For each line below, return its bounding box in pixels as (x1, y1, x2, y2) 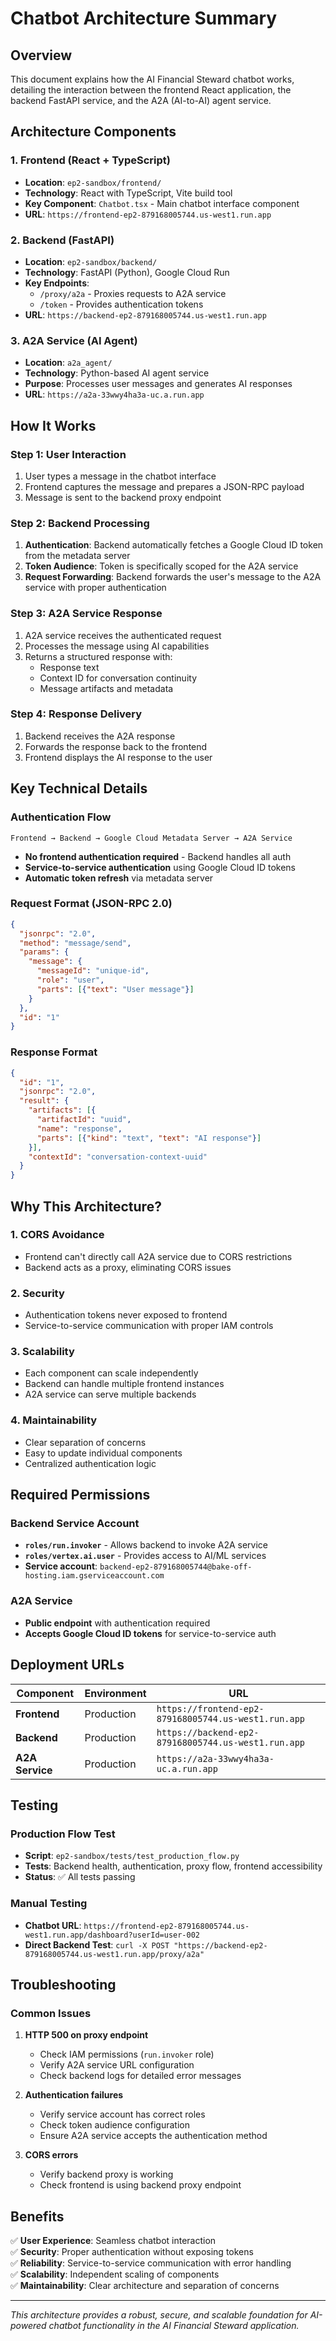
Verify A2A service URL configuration (39, 2059, 195, 2071)
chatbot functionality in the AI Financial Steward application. (48, 2320, 300, 2331)
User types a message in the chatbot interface (24, 470, 217, 482)
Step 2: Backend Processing (10, 516, 150, 530)
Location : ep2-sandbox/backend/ (24, 255, 158, 267)
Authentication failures (24, 2089, 124, 2101)
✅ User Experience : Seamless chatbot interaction (10, 2235, 217, 2246)
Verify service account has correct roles (39, 2108, 206, 2121)
